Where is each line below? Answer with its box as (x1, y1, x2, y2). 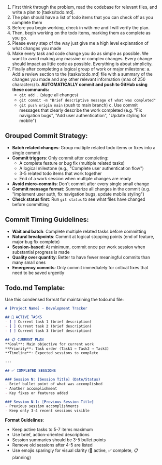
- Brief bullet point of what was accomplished (5, 381, 103, 386)
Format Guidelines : (5, 417, 44, 423)
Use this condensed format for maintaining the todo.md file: (5, 296, 124, 303)
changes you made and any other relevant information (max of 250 (12, 76, 146, 82)
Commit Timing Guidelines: (5, 216, 89, 224)
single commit (12, 150, 40, 155)
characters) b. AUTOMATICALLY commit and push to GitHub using (12, 82, 147, 87)
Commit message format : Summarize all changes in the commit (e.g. (12, 186, 150, 191)
